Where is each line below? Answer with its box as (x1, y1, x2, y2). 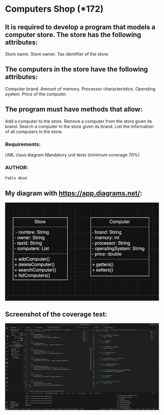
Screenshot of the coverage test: (5, 310, 107, 319)
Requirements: (5, 141, 41, 148)
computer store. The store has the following (5, 30, 142, 39)
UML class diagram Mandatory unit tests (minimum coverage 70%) (5, 152, 140, 157)
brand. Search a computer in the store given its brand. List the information (5, 123, 154, 129)
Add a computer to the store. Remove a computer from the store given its (5, 118, 152, 124)
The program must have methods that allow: (5, 105, 143, 113)
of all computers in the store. (5, 129, 63, 134)
